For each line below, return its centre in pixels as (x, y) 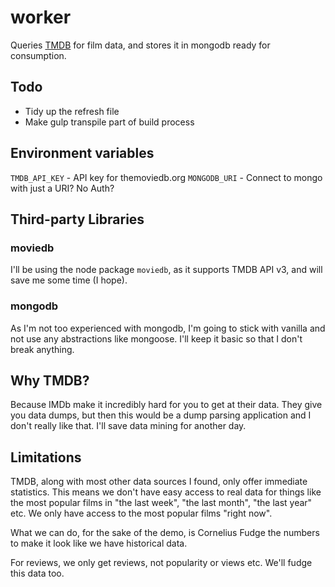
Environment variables (82, 153)
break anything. (42, 349)
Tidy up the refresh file (72, 111)
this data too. (37, 573)
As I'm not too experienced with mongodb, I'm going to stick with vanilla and (168, 328)
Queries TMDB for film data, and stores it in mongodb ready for (140, 45)
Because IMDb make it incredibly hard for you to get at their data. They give (166, 405)
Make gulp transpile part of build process (109, 122)
